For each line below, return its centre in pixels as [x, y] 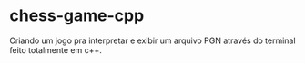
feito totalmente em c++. [56, 49]
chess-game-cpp [77, 16]
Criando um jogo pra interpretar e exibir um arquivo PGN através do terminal [152, 40]
